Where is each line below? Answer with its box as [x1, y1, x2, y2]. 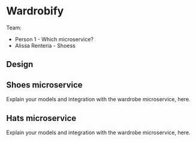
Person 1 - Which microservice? [14, 35, 94, 43]
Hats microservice [6, 113, 77, 123]
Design [6, 59, 34, 70]
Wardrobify [6, 4, 64, 18]
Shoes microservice [6, 80, 83, 90]
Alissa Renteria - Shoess [14, 42, 76, 49]
